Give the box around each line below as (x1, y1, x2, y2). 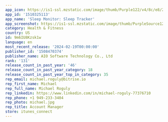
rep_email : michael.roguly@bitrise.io (5, 77, 86, 82)
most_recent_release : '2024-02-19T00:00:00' (5, 44, 99, 49)
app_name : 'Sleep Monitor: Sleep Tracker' (5, 16, 95, 21)
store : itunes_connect (5, 109, 52, 115)
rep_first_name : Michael (5, 81, 57, 86)
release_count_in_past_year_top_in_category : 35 (5, 72, 108, 77)
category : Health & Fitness (5, 26, 64, 31)
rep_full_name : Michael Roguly (5, 86, 70, 91)
